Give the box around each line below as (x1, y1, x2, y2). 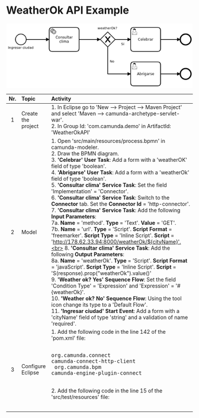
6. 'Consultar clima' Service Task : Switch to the (51, 194, 170, 201)
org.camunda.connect (51, 352, 111, 359)
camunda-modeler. (51, 143, 99, 151)
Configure (21, 363, 46, 370)
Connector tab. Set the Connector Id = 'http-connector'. (51, 200, 191, 208)
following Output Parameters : (51, 250, 124, 258)
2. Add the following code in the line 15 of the (51, 387, 163, 394)
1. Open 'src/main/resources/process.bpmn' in (51, 137, 166, 144)
